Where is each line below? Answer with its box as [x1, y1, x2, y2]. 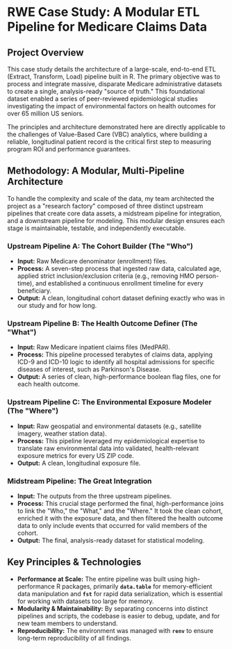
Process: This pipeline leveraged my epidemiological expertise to [17, 436, 205, 445]
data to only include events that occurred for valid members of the [17, 522, 208, 529]
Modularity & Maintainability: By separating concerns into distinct [17, 604, 208, 612]
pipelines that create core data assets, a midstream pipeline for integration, [7, 209, 222, 217]
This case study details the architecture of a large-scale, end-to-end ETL [7, 65, 217, 73]
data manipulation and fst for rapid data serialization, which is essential [17, 589, 223, 598]
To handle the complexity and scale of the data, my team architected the [7, 194, 215, 202]
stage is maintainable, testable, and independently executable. [7, 224, 186, 232]
